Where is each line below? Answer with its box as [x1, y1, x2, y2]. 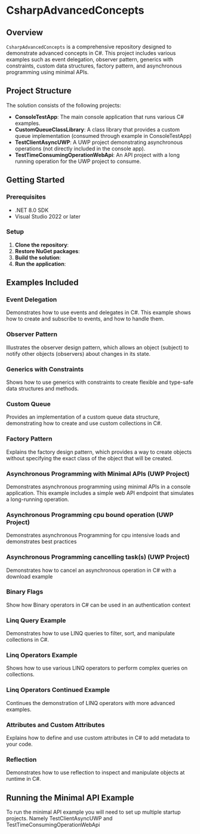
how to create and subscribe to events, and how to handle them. [6, 315, 165, 322]
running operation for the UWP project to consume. [14, 158, 141, 165]
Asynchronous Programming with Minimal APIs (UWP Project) [6, 469, 190, 478]
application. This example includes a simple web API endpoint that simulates [6, 489, 194, 496]
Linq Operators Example [6, 651, 78, 660]
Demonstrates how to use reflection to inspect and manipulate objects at [6, 769, 185, 776]
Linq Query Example [6, 616, 66, 624]
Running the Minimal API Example [6, 792, 134, 803]
